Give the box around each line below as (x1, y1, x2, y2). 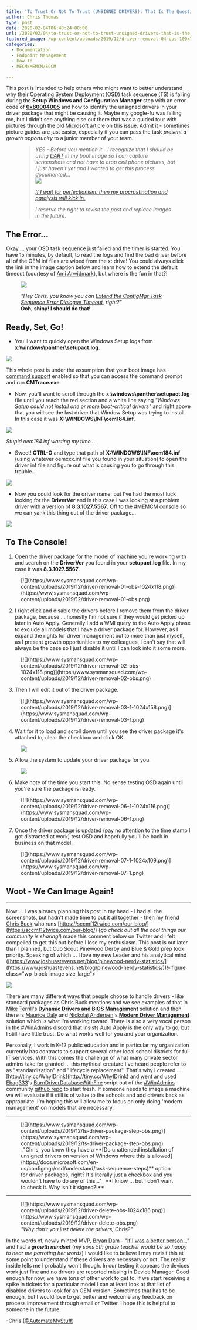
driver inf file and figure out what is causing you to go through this (14, 462, 175, 469)
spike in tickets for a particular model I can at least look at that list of (6, 1281, 171, 1288)
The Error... (6, 229, 49, 239)
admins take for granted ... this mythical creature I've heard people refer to (6, 1060, 186, 1067)
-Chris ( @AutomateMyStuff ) (6, 1317, 74, 1324)
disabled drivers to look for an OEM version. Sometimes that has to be (6, 1287, 175, 1294)
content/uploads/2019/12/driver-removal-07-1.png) (21, 869, 144, 876)
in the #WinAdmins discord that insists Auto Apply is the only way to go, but (6, 1024, 189, 1031)
